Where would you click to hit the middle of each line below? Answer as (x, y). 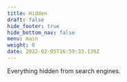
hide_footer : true (33, 26)
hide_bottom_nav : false (41, 32)
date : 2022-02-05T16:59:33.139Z (53, 52)
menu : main (23, 39)
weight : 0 (21, 45)
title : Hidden (27, 13)
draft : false (26, 20)
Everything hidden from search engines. (64, 71)
